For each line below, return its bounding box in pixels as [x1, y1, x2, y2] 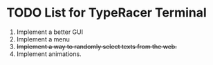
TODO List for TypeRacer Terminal [6, 5, 207, 21]
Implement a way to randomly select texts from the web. [16, 42, 177, 50]
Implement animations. [16, 50, 82, 58]
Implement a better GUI [16, 28, 84, 36]
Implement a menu [16, 35, 70, 43]
